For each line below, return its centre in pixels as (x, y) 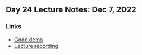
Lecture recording (36, 46)
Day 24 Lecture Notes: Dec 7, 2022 (71, 10)
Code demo (29, 39)
